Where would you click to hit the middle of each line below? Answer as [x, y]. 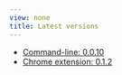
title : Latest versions [54, 26]
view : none [30, 18]
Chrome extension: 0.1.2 [67, 61]
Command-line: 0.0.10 [63, 52]
